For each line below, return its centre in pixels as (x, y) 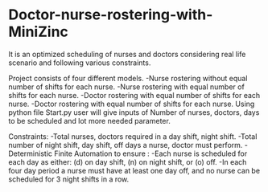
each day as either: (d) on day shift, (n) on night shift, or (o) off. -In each (128, 161)
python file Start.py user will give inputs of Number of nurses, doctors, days (134, 112)
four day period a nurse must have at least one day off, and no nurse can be (134, 170)
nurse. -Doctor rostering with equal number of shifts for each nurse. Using (132, 104)
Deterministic (31, 153)
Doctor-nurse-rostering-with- (111, 15)
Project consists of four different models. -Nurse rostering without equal (128, 78)
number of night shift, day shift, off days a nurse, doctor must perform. (126, 145)
